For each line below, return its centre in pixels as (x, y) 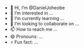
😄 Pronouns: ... (26, 36)
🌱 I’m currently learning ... (37, 18)
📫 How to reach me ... (34, 29)
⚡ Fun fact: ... (24, 42)
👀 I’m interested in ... (32, 13)
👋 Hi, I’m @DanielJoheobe (37, 8)
